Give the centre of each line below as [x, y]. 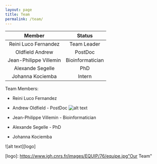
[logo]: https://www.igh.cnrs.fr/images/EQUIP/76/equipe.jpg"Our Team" [79, 156]
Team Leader [85, 44]
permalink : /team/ [24, 19]
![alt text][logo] [20, 147]
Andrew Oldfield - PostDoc [40, 108]
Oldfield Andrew [35, 52]
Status [85, 36]
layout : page [19, 10]
